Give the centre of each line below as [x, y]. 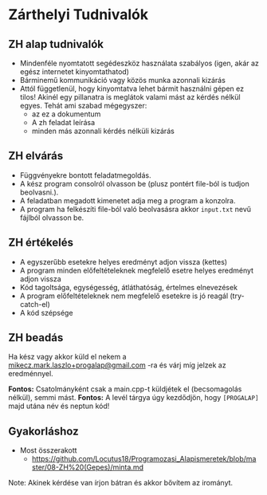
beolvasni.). [39, 192]
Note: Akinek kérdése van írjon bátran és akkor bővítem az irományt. [121, 483]
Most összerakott [48, 450]
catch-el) [35, 304]
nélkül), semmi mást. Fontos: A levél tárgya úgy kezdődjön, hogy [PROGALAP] [133, 398]
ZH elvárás [36, 156]
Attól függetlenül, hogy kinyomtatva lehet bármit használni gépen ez [132, 88]
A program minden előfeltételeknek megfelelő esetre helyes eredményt [136, 270]
